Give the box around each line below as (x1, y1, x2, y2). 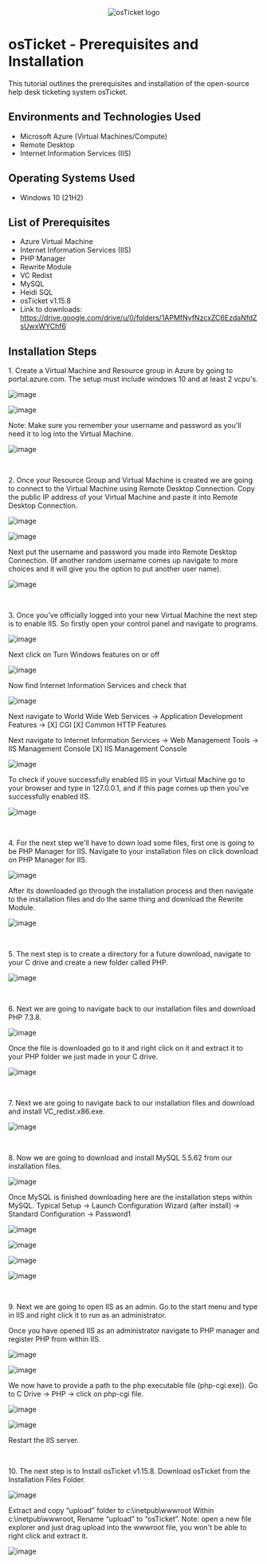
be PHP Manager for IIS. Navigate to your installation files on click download (8, 847, 259, 856)
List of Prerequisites (8, 215, 111, 229)
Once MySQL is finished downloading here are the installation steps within (8, 1193, 253, 1202)
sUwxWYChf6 (19, 321, 66, 331)
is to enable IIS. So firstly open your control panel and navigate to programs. (8, 619, 258, 629)
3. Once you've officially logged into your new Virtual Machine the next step (8, 611, 257, 620)
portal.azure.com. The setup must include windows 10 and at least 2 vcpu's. (8, 375, 259, 384)
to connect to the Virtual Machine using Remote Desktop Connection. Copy (8, 484, 255, 493)
